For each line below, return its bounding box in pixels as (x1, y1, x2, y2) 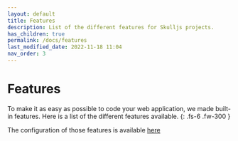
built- (215, 104, 231, 113)
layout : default (7, 10, 55, 18)
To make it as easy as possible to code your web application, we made (7, 104, 215, 113)
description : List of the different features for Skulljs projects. (7, 23, 215, 31)
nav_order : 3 (7, 51, 46, 58)
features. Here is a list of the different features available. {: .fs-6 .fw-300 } (13, 112, 231, 120)
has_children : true (7, 30, 65, 38)
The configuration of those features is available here (7, 125, 161, 134)
